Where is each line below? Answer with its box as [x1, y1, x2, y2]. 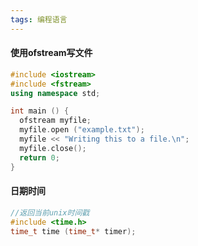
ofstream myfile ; [19, 116, 92, 126]
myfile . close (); [19, 143, 87, 153]
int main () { [10, 106, 70, 116]
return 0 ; [19, 152, 60, 163]
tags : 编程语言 [10, 14, 68, 25]
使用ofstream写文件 [10, 47, 93, 59]
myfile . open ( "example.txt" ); [19, 125, 145, 135]
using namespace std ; [10, 88, 101, 98]
